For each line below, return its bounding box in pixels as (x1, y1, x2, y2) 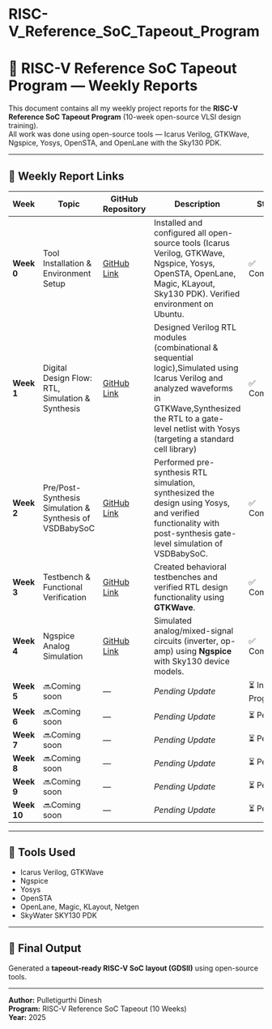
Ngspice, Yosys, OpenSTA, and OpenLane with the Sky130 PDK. (8, 138, 223, 148)
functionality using (153, 591, 225, 603)
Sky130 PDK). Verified (153, 288, 240, 299)
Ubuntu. (153, 308, 185, 319)
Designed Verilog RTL (153, 322, 237, 333)
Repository (102, 203, 147, 214)
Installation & (43, 257, 92, 269)
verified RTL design (153, 582, 228, 593)
